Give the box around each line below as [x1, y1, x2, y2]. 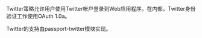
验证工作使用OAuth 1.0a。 [6, 12, 71, 20]
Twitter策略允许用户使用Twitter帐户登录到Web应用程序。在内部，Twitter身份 [6, 5, 196, 12]
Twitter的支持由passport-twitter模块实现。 [6, 26, 112, 32]
